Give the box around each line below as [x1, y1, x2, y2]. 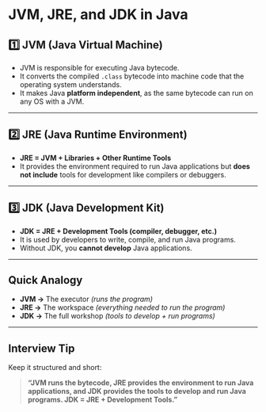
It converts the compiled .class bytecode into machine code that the [19, 71, 245, 81]
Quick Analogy [8, 273, 83, 287]
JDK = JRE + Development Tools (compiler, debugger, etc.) [19, 226, 218, 235]
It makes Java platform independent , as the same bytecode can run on [19, 89, 253, 97]
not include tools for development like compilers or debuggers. [19, 170, 227, 179]
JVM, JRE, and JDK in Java [8, 6, 188, 24]
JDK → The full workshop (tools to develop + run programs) [19, 311, 215, 321]
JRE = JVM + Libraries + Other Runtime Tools [19, 153, 172, 162]
